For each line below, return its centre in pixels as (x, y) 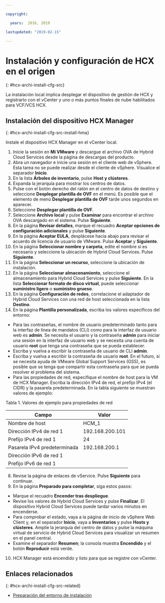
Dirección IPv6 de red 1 (36, 455)
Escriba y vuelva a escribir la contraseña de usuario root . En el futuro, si (86, 356)
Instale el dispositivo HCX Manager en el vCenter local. (62, 142)
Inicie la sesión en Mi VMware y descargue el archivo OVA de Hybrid (83, 152)
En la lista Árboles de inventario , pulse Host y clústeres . (71, 178)
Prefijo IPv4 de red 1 (32, 439)
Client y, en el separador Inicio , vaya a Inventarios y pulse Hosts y (81, 522)
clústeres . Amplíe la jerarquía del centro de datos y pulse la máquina (83, 528)
